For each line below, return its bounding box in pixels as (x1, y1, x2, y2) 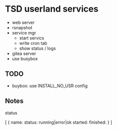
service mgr (12, 30, 36, 36)
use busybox (12, 56, 38, 61)
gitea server (12, 50, 36, 56)
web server (12, 19, 35, 25)
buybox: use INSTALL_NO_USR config (12, 83, 88, 89)
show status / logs (19, 45, 56, 51)
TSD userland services (5, 3, 99, 15)
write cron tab (19, 40, 47, 46)
